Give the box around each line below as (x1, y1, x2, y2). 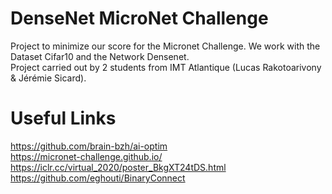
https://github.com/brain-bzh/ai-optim (10, 140, 168, 152)
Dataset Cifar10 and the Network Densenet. (10, 50, 190, 62)
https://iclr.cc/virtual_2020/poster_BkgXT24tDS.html (10, 161, 227, 173)
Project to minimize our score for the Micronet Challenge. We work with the (10, 40, 321, 52)
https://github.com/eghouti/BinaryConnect (10, 172, 186, 184)
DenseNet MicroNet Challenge (10, 7, 269, 30)
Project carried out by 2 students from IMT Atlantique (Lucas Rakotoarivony (10, 61, 322, 73)
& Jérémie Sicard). (10, 72, 87, 84)
